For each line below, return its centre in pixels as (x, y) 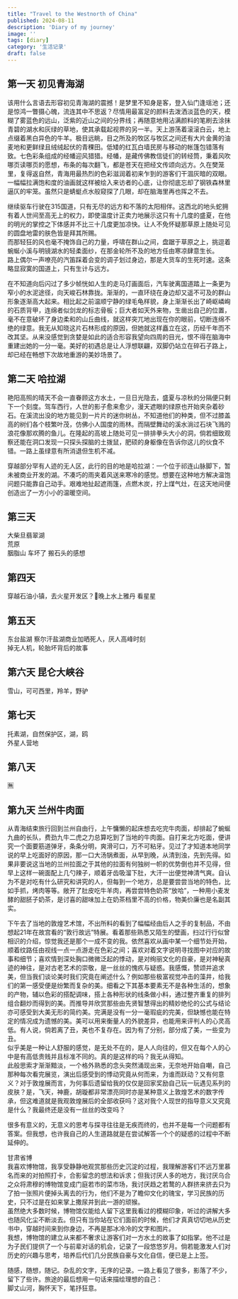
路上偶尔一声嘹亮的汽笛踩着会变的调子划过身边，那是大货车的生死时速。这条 (119, 259)
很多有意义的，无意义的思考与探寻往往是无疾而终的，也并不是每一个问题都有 (119, 1125)
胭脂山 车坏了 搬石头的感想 (46, 553)
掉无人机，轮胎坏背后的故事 (48, 647)
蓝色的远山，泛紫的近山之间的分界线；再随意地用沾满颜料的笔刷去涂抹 (128, 120)
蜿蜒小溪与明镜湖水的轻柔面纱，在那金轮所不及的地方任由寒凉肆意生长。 (113, 251)
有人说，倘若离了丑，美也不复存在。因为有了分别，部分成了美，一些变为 (125, 1030)
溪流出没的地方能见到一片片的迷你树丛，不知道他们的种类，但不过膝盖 (128, 415)
